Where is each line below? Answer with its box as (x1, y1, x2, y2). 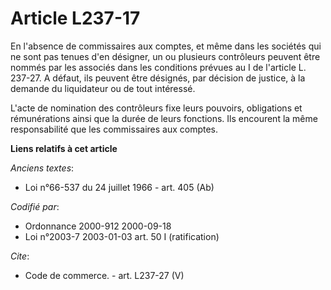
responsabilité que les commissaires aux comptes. (10, 123, 219, 135)
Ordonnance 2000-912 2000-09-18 (24, 220, 172, 232)
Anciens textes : (10, 162, 75, 174)
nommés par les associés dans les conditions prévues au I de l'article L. (10, 61, 307, 73)
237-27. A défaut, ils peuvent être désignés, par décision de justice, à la (10, 72, 306, 84)
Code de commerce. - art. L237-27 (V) (24, 269, 185, 281)
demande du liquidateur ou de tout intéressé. (10, 82, 196, 94)
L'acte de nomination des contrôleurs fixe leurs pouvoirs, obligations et (10, 102, 303, 114)
